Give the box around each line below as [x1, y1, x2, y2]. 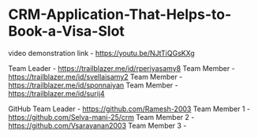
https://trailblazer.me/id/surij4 [8, 88, 105, 98]
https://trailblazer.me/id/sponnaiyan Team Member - [8, 80, 179, 90]
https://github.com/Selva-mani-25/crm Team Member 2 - [8, 112, 195, 121]
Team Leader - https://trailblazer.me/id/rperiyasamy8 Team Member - [8, 63, 235, 73]
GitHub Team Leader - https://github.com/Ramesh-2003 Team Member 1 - [8, 104, 251, 114]
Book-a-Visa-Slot [8, 22, 125, 40]
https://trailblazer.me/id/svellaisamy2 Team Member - [8, 72, 183, 81]
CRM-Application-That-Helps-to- [8, 6, 232, 24]
